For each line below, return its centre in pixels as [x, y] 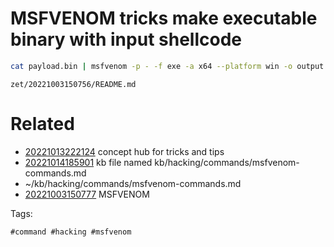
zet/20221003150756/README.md [73, 84]
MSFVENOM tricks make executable [164, 18]
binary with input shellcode [126, 39]
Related [42, 124]
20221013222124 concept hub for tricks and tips [124, 151]
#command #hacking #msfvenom [71, 232]
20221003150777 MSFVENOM [87, 194]
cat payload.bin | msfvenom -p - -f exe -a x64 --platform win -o [151, 66]
